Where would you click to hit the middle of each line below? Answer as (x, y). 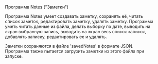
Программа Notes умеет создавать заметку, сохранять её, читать (74, 16)
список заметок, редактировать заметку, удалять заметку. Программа (79, 21)
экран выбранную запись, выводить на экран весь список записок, (76, 32)
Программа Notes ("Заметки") (37, 7)
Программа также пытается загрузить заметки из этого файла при (75, 51)
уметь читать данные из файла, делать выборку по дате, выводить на (78, 26)
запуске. (14, 56)
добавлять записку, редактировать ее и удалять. (56, 37)
